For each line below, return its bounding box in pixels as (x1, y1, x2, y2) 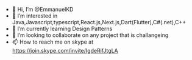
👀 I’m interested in (12, 12, 58, 19)
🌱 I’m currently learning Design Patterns (12, 25, 113, 32)
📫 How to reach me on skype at (12, 38, 93, 45)
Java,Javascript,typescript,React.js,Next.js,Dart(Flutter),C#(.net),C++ (12, 19, 187, 25)
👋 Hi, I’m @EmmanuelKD (12, 6, 74, 13)
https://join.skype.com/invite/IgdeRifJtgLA (12, 47, 118, 54)
